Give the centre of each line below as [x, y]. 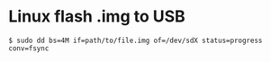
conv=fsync [29, 48]
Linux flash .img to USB [97, 17]
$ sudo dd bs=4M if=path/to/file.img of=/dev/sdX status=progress [135, 40]
